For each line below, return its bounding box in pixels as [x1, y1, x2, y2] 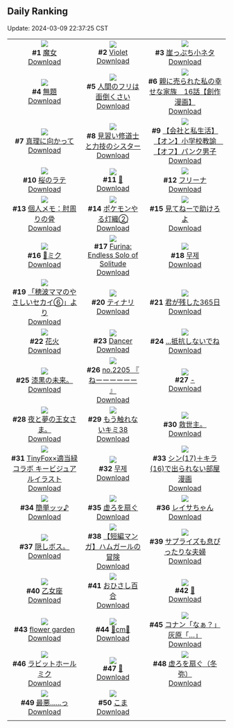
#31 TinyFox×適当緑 [11, 453, 78, 463]
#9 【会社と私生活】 [151, 125, 218, 135]
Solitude [99, 259, 127, 268]
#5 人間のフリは [86, 81, 140, 91]
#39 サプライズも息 [149, 537, 214, 546]
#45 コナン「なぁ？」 [149, 620, 221, 630]
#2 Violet [98, 47, 128, 57]
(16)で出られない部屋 [150, 464, 221, 474]
